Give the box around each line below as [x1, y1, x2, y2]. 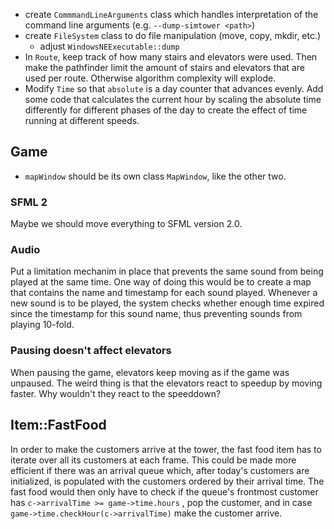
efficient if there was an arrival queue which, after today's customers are [10, 464, 310, 476]
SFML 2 [10, 195, 48, 209]
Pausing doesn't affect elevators [10, 344, 172, 358]
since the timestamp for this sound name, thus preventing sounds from [10, 308, 303, 320]
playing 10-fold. [10, 319, 75, 331]
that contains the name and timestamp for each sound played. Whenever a [10, 287, 318, 299]
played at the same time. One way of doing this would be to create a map [10, 276, 312, 288]
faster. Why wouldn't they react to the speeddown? [10, 387, 222, 399]
